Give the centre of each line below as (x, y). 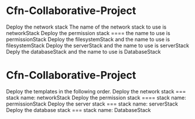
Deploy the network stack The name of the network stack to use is (86, 27)
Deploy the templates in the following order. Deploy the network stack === (96, 91)
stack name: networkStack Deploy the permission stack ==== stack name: (96, 97)
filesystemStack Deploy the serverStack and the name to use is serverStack (97, 45)
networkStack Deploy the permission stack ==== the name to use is (88, 33)
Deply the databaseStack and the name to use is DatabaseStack (83, 51)
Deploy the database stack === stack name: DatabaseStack (78, 110)
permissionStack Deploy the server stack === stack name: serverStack (92, 104)
